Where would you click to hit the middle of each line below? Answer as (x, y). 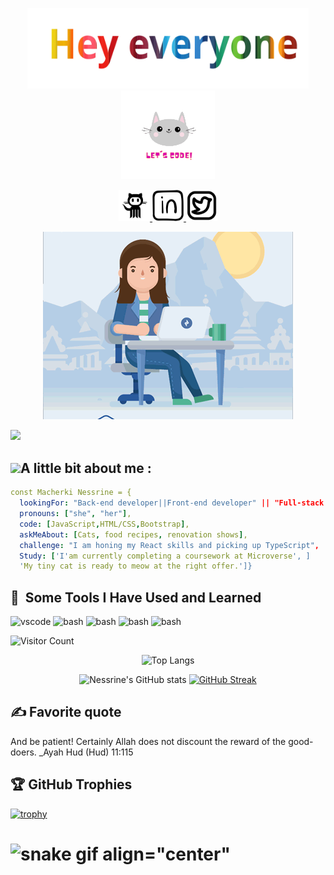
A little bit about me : (86, 468)
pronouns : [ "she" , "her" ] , (75, 514)
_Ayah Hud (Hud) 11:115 (86, 752)
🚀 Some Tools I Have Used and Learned (136, 597)
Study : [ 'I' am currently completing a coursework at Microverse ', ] (165, 556)
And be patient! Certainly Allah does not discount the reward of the (148, 741)
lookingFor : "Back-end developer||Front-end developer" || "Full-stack (172, 503)
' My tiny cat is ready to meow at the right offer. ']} (136, 566)
